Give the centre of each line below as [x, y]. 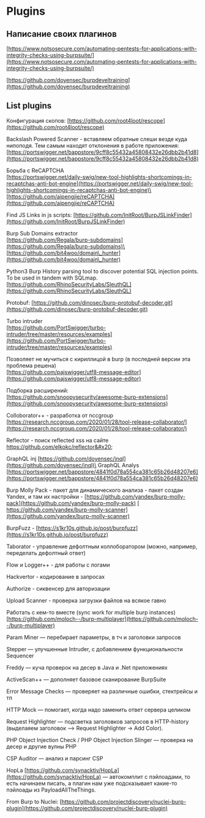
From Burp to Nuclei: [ [34, 801]
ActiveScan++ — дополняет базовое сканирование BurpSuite [86, 679]
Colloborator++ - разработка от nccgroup [60, 415]
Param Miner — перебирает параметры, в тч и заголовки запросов [94, 637]
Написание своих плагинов [62, 34]
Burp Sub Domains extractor [42, 233]
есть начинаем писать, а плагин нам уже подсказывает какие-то [92, 783]
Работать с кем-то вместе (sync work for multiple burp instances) [91, 612]
